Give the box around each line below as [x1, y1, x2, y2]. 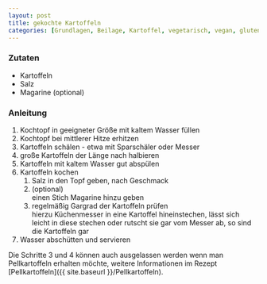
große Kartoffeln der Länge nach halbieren [19, 150, 160, 159]
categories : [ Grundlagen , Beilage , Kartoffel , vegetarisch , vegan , [8, 26, 237, 34]
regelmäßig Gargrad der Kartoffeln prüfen [31, 201, 168, 210]
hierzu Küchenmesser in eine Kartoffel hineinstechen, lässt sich [31, 209, 240, 219]
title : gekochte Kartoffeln [8, 19, 102, 27]
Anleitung [8, 107, 48, 118]
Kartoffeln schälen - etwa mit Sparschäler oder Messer [19, 142, 200, 152]
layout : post [8, 11, 52, 20]
